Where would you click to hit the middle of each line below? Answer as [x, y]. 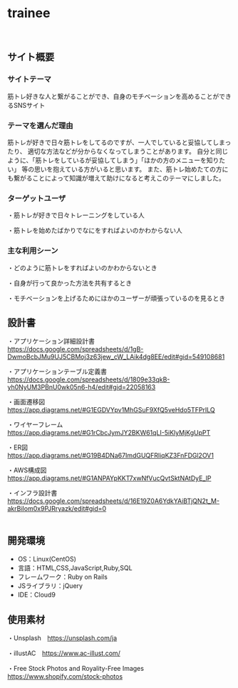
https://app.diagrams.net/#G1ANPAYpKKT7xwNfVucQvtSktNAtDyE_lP [109, 478]
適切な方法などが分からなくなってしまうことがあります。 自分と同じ [128, 151]
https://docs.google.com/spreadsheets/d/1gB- [76, 349]
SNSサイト [29, 105]
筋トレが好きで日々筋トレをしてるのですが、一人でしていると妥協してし [113, 142]
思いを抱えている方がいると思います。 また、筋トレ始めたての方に [131, 169]
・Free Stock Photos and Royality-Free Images [76, 668]
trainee [29, 13]
